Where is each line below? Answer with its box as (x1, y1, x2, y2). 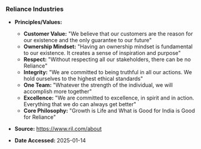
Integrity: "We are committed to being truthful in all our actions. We (23, 69, 192, 76)
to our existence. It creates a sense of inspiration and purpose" (23, 49, 181, 57)
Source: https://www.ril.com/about (14, 125, 102, 133)
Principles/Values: (14, 19, 62, 26)
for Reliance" (23, 113, 56, 121)
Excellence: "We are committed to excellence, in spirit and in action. (23, 94, 194, 101)
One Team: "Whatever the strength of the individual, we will (23, 81, 173, 89)
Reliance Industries (5, 5, 64, 13)
